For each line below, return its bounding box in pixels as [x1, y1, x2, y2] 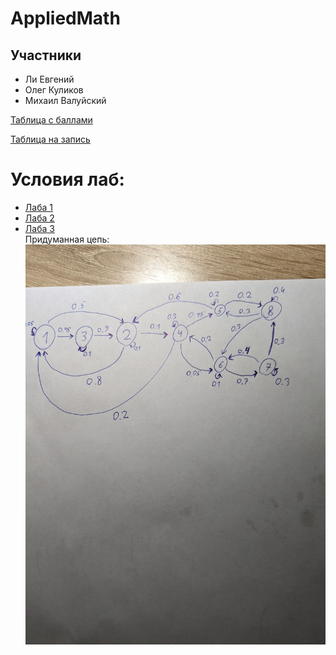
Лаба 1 [24, 201, 53, 213]
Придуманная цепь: [24, 233, 110, 245]
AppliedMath [10, 7, 121, 30]
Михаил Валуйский [24, 95, 107, 106]
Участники [10, 47, 82, 64]
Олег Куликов [24, 84, 84, 96]
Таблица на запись [10, 133, 91, 145]
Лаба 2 [24, 212, 55, 224]
